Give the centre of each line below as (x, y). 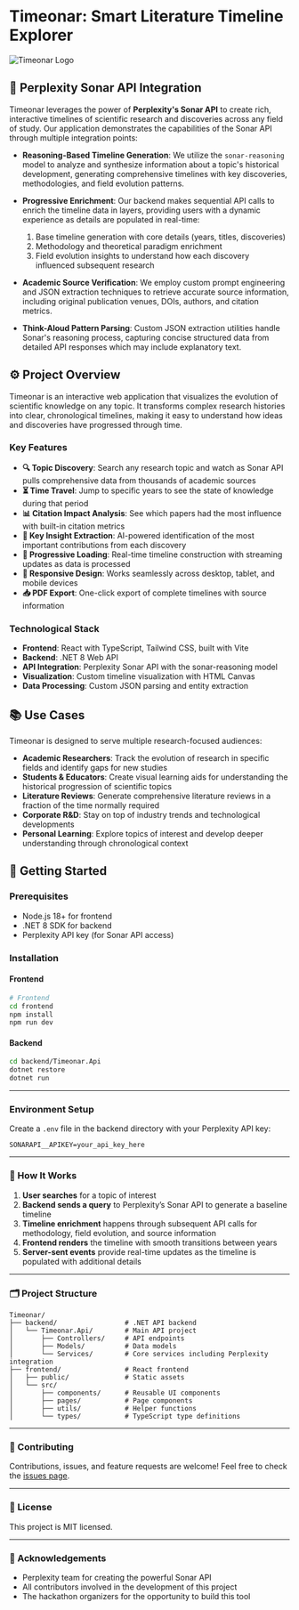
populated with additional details (82, 1261)
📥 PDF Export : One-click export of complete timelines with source (144, 593)
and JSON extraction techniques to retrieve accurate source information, (155, 292)
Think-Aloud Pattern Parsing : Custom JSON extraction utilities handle (151, 328)
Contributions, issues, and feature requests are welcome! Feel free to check (148, 1467)
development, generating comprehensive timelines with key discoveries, (154, 174)
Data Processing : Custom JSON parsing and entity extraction (135, 686)
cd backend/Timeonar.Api (55, 1062)
